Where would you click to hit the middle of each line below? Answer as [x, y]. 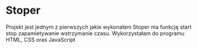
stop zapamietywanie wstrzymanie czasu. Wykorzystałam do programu [95, 33]
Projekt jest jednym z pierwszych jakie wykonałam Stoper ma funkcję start [99, 27]
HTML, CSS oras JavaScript [41, 39]
